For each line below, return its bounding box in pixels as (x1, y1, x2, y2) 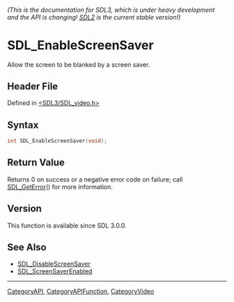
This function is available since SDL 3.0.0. (7, 221, 127, 230)
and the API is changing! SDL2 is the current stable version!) (7, 13, 181, 21)
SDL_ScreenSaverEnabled (17, 267, 93, 276)
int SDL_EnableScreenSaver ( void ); (7, 138, 108, 145)
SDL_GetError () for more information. (7, 182, 114, 191)
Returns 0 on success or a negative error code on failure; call (7, 175, 183, 184)
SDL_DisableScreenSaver (17, 260, 91, 268)
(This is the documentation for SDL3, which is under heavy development (7, 6, 215, 14)
